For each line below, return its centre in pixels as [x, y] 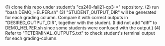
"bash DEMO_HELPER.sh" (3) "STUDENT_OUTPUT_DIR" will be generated [81, 12]
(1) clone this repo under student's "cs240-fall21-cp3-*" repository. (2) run [82, 7]
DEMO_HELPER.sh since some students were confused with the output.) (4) [83, 28]
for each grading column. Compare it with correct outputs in [67, 17]
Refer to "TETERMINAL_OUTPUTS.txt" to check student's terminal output [80, 33]
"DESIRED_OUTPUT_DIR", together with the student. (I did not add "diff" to [81, 23]
